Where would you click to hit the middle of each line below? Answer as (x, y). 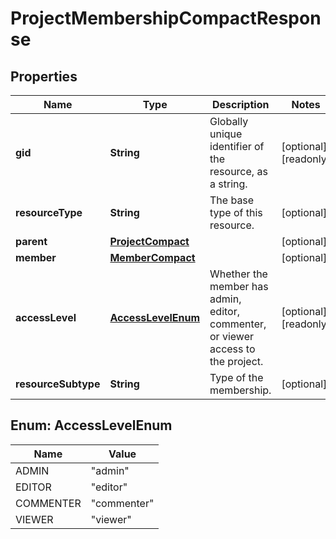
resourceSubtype (58, 384)
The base (232, 200)
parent (31, 241)
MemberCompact (152, 257)
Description (240, 104)
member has (239, 286)
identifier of (237, 146)
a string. (228, 184)
